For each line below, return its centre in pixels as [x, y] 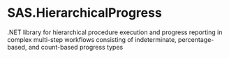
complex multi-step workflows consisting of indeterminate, [92, 39]
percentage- [196, 39]
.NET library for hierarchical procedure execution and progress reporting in [115, 32]
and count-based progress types [76, 47]
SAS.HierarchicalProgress [84, 13]
